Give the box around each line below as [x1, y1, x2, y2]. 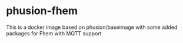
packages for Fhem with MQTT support [6, 29, 102, 37]
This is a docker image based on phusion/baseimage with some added [6, 24, 178, 31]
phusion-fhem [6, 4, 78, 18]
